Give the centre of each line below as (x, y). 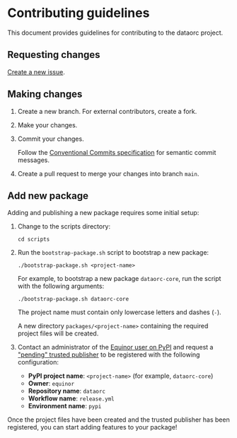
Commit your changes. (51, 139)
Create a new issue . (36, 71)
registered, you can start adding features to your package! (92, 427)
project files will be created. (58, 333)
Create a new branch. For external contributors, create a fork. (107, 111)
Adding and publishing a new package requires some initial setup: (103, 213)
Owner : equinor (51, 384)
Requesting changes (54, 55)
